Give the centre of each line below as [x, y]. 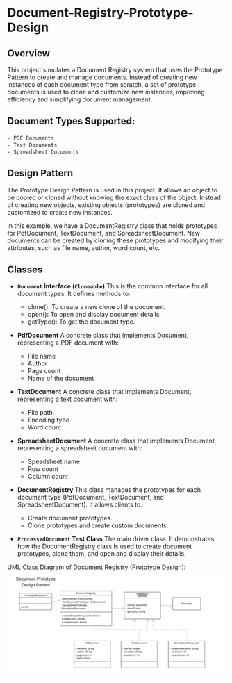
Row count [43, 469]
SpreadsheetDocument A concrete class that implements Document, [117, 441]
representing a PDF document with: [68, 343]
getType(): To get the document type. [81, 322]
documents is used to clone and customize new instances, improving [106, 92]
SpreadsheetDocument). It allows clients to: [80, 504]
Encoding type [48, 420]
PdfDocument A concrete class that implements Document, [103, 336]
